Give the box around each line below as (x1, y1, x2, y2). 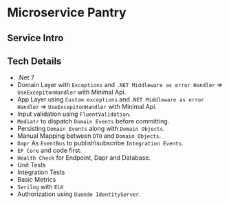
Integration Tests (17, 168, 65, 176)
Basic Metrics (17, 176, 56, 184)
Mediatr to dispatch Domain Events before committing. (17, 117, 170, 125)
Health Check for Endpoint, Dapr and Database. (17, 154, 151, 162)
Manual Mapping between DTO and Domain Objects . (17, 132, 162, 140)
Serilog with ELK (17, 183, 64, 191)
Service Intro (7, 32, 64, 44)
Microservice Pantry (7, 5, 127, 21)
